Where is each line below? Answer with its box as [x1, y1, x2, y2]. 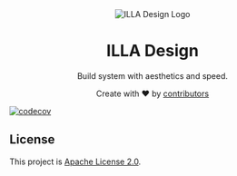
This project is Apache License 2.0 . [9, 156, 142, 167]
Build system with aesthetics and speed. [76, 70, 229, 81]
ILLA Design [105, 41, 200, 62]
